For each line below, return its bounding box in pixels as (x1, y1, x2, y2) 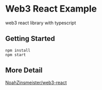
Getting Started (5, 34, 55, 43)
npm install (5, 48, 30, 53)
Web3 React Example (5, 3, 97, 15)
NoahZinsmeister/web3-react (5, 79, 67, 85)
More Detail (5, 66, 43, 75)
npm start (5, 52, 26, 57)
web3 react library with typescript (5, 20, 76, 26)
